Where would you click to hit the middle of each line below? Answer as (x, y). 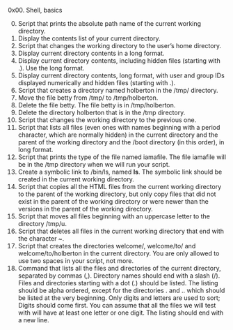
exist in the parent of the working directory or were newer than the (113, 201)
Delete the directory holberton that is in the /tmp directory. (102, 112)
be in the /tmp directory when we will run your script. (94, 164)
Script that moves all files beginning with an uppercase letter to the (114, 216)
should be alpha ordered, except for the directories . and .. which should (121, 290)
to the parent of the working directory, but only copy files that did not (117, 194)
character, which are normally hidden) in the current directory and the (118, 135)
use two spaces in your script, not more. (76, 261)
